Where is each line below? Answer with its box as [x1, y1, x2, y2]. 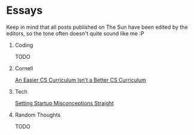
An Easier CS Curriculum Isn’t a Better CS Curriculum [14, 76, 147, 83]
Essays [6, 4, 43, 17]
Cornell [14, 64, 34, 72]
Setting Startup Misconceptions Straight [14, 100, 114, 107]
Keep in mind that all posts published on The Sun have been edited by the [6, 23, 188, 31]
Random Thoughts [14, 111, 61, 118]
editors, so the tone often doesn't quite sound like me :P [6, 29, 145, 37]
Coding [14, 41, 34, 49]
